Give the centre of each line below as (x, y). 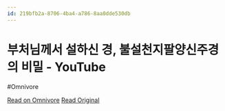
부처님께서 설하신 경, (62, 50)
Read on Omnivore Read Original (53, 100)
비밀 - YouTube (64, 67)
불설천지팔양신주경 (169, 50)
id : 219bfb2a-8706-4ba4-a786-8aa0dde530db (69, 13)
